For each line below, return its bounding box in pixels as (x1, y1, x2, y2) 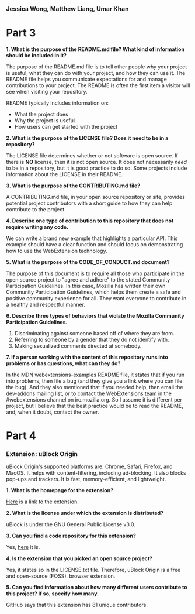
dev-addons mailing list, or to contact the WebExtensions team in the (6, 390, 172, 397)
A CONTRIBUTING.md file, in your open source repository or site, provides (6, 193, 185, 200)
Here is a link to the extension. (6, 498, 79, 505)
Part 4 (6, 429, 36, 443)
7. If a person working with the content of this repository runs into (6, 354, 168, 361)
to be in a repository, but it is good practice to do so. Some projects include (6, 164, 187, 171)
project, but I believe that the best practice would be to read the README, (6, 402, 184, 409)
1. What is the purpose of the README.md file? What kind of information (6, 46, 185, 53)
